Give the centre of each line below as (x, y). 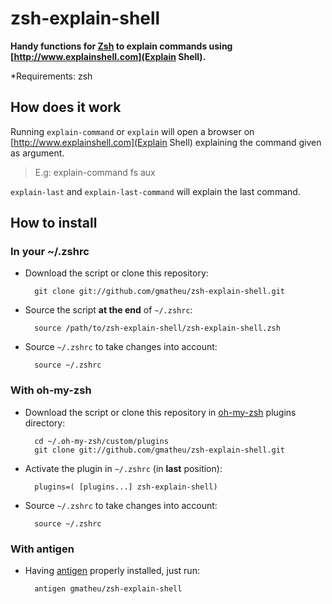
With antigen (42, 549)
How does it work (66, 107)
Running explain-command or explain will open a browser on (132, 131)
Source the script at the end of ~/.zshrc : (108, 310)
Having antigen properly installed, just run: (112, 571)
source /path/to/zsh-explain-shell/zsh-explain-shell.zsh (157, 328)
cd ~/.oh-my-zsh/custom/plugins (101, 441)
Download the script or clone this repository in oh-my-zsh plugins (160, 412)
